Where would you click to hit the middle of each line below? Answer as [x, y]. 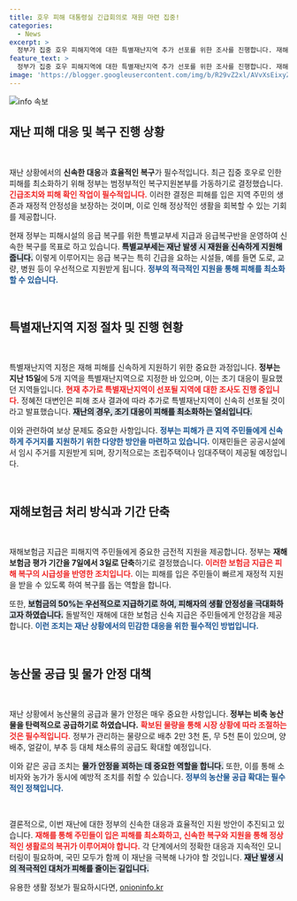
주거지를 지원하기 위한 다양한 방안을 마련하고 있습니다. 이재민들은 [137, 442]
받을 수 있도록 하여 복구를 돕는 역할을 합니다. [95, 585]
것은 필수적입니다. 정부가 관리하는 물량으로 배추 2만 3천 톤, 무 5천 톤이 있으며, [143, 736]
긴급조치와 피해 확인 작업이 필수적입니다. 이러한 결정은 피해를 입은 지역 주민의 [142, 194]
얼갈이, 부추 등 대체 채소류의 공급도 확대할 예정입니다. [120, 747]
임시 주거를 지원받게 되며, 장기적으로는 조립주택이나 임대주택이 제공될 [137, 453]
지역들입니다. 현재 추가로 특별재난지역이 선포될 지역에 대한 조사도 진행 [137, 390]
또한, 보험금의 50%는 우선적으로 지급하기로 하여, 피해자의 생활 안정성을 [131, 604]
